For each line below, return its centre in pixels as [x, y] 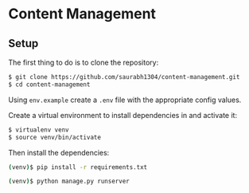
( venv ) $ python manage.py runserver [69, 181]
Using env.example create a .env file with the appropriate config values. [125, 100]
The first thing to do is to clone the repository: [84, 62]
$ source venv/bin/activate [55, 137]
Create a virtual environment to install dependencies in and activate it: [123, 115]
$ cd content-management [49, 85]
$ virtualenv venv [39, 130]
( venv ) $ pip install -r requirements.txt [78, 167]
